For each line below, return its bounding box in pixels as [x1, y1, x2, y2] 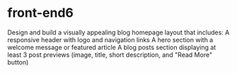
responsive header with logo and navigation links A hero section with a [7, 35, 214, 44]
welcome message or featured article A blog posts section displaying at [7, 43, 216, 51]
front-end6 [7, 5, 74, 21]
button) [7, 58, 29, 66]
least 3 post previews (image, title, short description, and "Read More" [7, 51, 213, 59]
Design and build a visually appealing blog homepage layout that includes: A [7, 28, 230, 36]
